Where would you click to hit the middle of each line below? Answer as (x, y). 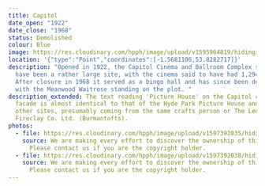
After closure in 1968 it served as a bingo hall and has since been (132, 82)
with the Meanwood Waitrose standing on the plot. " (104, 89)
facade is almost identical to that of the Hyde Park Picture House (130, 104)
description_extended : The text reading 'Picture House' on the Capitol (130, 97)
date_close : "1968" (40, 30)
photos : (21, 126)
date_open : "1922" (38, 23)
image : (19, 52)
